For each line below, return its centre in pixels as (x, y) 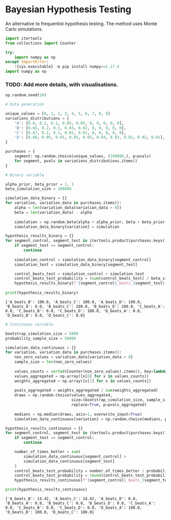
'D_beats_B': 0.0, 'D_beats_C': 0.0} (45, 315)
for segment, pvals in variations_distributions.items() (76, 161)
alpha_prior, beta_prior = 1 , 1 (39, 184)
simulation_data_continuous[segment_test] (69, 461)
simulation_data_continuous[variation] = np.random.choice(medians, (89, 419)
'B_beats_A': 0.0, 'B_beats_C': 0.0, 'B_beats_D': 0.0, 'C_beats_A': (81, 503)
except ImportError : (27, 62)
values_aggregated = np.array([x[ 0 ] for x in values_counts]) (82, 376)
